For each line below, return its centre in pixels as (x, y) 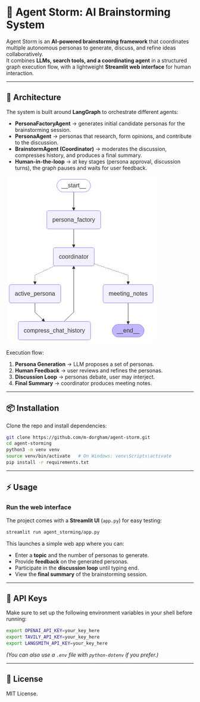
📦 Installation (33, 408)
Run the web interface (39, 507)
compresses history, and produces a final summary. (78, 155)
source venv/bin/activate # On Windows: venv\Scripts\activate (89, 456)
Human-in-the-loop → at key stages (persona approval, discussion (98, 161)
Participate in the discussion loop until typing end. (77, 568)
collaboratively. (25, 54)
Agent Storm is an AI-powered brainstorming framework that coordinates (98, 41)
